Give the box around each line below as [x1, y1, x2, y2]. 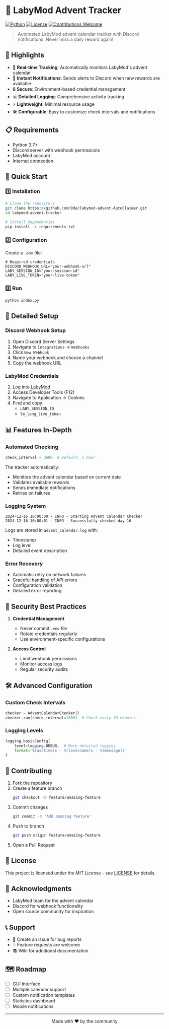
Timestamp [12, 536, 36, 543]
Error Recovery [5, 560, 43, 567]
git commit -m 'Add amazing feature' [12, 813, 92, 819]
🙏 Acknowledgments [5, 884, 72, 893]
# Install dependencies [5, 219, 55, 225]
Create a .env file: [5, 249, 42, 256]
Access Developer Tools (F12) [12, 389, 74, 395]
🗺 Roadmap [5, 965, 47, 974]
